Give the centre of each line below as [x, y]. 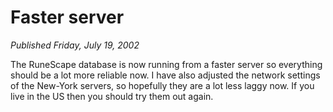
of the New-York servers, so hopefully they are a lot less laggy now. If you [162, 85]
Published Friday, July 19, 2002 [75, 45]
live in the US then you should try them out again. [112, 96]
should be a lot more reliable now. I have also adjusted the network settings [165, 75]
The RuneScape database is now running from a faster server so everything [166, 64]
